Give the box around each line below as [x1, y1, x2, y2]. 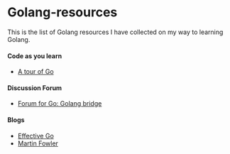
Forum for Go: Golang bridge [17, 99, 102, 108]
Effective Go [17, 131, 55, 140]
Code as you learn [7, 51, 62, 60]
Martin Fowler [17, 139, 59, 148]
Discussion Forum [7, 83, 62, 92]
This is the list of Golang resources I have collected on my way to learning [7, 28, 224, 36]
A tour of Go [17, 67, 55, 76]
